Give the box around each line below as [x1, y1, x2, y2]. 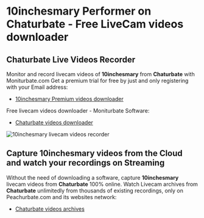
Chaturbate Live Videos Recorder [6, 54, 136, 65]
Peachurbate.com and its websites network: [6, 193, 117, 200]
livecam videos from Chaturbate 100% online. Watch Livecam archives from [6, 180, 198, 188]
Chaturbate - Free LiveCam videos [6, 17, 184, 31]
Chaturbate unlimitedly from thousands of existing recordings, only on [6, 187, 184, 194]
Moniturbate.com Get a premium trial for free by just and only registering [6, 77, 189, 84]
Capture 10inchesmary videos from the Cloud [6, 148, 183, 159]
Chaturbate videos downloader [15, 119, 93, 126]
